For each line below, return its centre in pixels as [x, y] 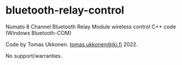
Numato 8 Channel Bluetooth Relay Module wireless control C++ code [91, 27]
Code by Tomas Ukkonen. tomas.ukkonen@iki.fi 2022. [72, 44]
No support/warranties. [34, 56]
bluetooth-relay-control [65, 10]
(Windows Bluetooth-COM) [39, 32]
